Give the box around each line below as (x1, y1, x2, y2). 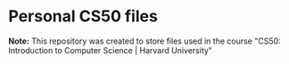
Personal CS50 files (8, 6, 158, 27)
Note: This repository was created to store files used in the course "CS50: (8, 36, 282, 46)
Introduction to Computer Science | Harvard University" (8, 44, 213, 55)
